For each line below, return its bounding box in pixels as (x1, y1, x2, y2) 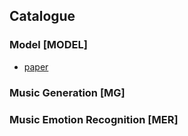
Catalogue (9, 8, 76, 25)
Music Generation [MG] (9, 85, 126, 99)
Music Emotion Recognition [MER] (9, 112, 179, 126)
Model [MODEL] (9, 38, 88, 52)
